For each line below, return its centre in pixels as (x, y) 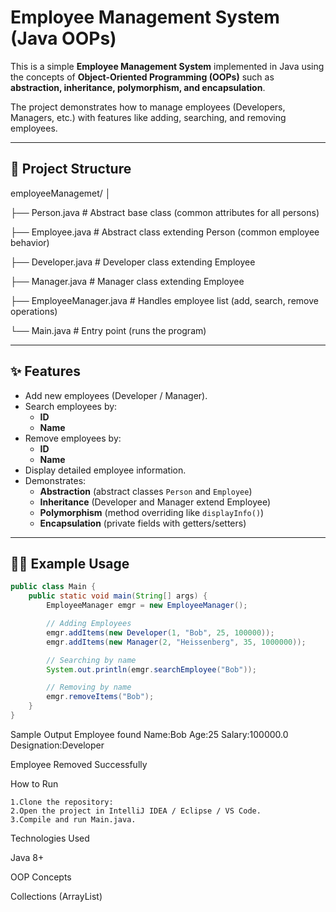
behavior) (30, 242)
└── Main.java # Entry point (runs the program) (108, 330)
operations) (34, 311)
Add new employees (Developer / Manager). (116, 395)
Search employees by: (71, 406)
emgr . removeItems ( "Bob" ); (100, 697)
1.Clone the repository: (62, 802)
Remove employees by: (73, 438)
